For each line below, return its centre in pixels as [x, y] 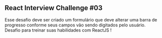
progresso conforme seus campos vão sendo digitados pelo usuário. [75, 25]
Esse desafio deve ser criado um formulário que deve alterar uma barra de [81, 19]
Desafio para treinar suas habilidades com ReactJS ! [58, 30]
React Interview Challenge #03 [54, 8]
